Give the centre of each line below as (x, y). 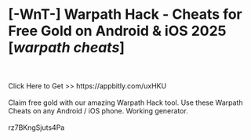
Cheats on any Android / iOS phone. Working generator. (98, 110)
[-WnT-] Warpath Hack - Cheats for (125, 14)
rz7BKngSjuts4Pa (36, 127)
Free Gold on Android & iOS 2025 (117, 31)
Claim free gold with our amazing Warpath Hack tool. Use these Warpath (125, 102)
